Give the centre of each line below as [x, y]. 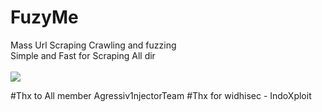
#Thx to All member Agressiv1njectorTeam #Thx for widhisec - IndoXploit [161, 95]
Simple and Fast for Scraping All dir [83, 55]
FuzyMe [44, 17]
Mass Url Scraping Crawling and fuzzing [93, 45]
